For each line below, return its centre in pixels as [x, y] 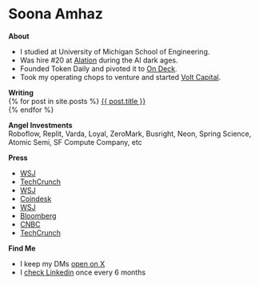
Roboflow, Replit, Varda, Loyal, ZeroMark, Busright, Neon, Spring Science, [130, 134]
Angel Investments [41, 125]
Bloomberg [38, 215]
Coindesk [36, 199]
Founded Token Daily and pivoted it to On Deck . [98, 68]
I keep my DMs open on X [62, 263]
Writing [21, 92]
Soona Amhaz [56, 14]
